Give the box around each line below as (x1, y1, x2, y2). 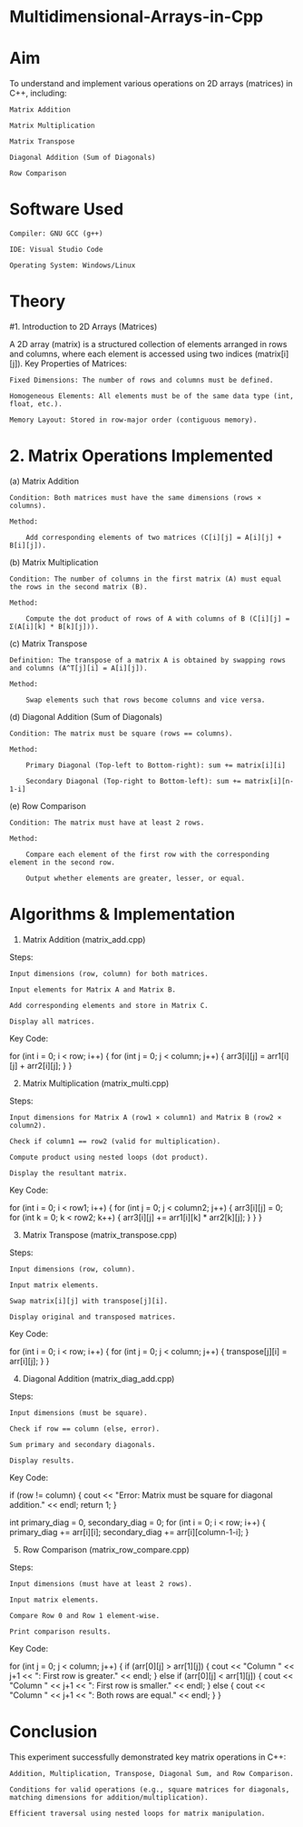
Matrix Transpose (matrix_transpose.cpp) (22, 1229, 178, 1240)
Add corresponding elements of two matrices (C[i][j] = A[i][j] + (25, 533, 282, 542)
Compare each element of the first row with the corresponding (25, 850, 270, 859)
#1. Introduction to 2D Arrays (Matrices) (9, 321, 158, 332)
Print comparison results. (9, 1627, 112, 1636)
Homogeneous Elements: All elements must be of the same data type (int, (9, 392, 295, 401)
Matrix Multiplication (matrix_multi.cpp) (22, 1077, 170, 1088)
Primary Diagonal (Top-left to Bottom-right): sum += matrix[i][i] (25, 761, 286, 770)
